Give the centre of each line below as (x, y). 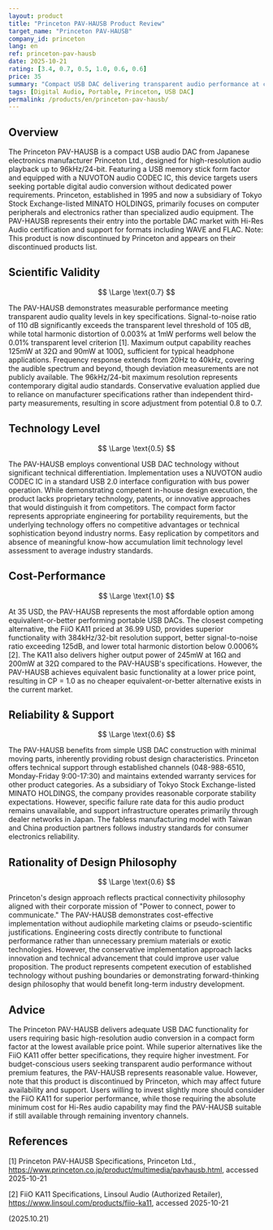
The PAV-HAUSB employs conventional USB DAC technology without (124, 464)
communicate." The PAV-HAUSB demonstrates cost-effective (111, 915)
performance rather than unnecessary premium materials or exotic (120, 941)
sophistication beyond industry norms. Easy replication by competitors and (134, 533)
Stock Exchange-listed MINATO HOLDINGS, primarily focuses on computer (134, 204)
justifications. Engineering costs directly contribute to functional (115, 932)
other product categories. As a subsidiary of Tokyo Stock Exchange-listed (132, 785)
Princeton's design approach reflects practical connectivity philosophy (127, 898)
